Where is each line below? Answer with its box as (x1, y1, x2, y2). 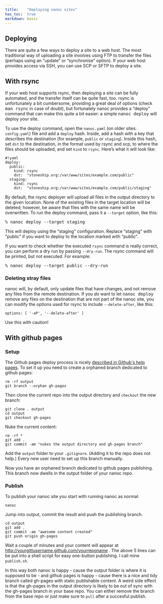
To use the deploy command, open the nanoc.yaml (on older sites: (5, 126, 137, 131)
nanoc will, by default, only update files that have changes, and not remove (5, 286, 156, 292)
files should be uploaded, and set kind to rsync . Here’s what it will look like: (5, 146, 156, 152)
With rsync (5, 77, 40, 86)
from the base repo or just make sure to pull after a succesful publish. (5, 593, 146, 599)
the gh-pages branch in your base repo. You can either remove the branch (5, 588, 155, 594)
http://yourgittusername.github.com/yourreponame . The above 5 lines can (5, 548, 156, 554)
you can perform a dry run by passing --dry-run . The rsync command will (5, 248, 154, 254)
